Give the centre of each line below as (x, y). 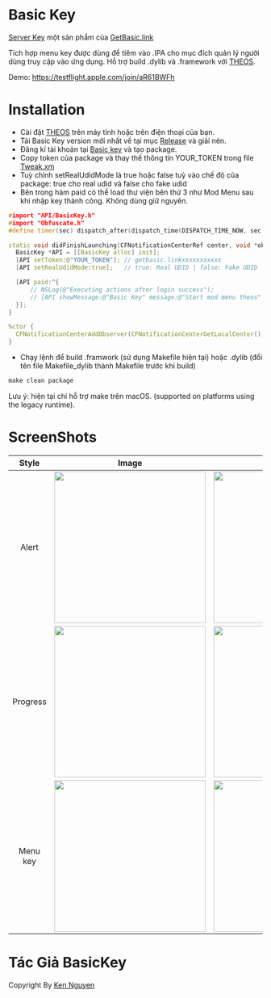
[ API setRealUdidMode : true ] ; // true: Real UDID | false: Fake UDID (137, 268)
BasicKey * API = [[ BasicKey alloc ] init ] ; (88, 253)
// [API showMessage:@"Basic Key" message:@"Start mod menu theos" (146, 297)
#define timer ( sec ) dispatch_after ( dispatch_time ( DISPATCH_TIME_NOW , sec (135, 231)
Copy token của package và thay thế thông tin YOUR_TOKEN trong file (137, 157)
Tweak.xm (37, 166)
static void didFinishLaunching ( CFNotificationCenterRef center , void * (133, 245)
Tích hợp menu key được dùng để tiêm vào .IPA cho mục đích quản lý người (134, 52)
